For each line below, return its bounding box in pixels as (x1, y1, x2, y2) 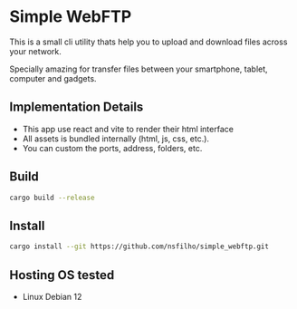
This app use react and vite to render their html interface (22, 123, 234, 134)
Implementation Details (9, 100, 144, 115)
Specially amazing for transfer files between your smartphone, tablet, (9, 63, 269, 74)
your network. (9, 45, 62, 56)
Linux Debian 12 (22, 291, 82, 302)
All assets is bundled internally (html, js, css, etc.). (22, 133, 210, 144)
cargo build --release (9, 193, 95, 202)
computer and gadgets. (9, 72, 97, 83)
